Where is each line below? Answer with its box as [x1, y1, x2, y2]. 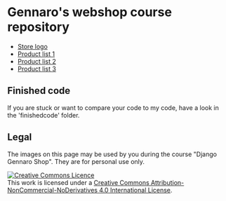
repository [7, 19, 70, 35]
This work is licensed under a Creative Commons [7, 178, 149, 186]
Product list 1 [17, 50, 55, 58]
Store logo [17, 42, 48, 50]
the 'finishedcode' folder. [7, 111, 80, 119]
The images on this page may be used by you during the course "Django [7, 150, 218, 158]
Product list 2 [17, 57, 56, 65]
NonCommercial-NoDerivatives [7, 186, 98, 194]
